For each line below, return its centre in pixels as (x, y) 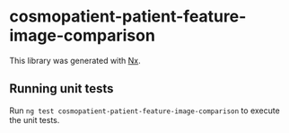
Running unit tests (61, 89)
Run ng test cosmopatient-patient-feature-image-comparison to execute (144, 111)
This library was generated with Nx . (75, 60)
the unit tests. (35, 120)
